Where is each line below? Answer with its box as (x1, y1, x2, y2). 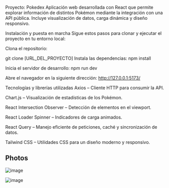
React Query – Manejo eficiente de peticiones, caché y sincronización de (5, 124, 158, 130)
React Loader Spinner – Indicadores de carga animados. (5, 114, 122, 120)
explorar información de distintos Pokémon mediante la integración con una (5, 10, 163, 16)
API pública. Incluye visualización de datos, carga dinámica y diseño (5, 15, 148, 21)
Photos (5, 154, 28, 163)
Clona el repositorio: (5, 46, 48, 51)
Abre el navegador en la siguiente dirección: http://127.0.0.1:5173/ (5, 75, 141, 81)
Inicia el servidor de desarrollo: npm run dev (5, 65, 98, 71)
